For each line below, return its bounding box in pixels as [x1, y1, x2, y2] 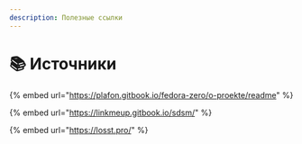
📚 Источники [9, 53, 117, 74]
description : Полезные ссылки [9, 13, 124, 22]
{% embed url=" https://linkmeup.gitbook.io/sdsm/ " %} [9, 107, 213, 118]
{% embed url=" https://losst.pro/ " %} [9, 124, 149, 135]
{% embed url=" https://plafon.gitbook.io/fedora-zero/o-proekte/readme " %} [9, 89, 294, 100]
